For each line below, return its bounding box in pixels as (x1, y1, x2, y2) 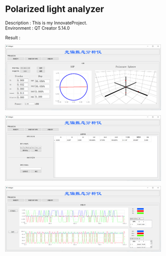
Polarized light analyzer (5, 3, 104, 15)
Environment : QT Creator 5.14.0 (5, 25, 70, 31)
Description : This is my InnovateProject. (5, 20, 87, 26)
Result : (5, 35, 21, 41)
